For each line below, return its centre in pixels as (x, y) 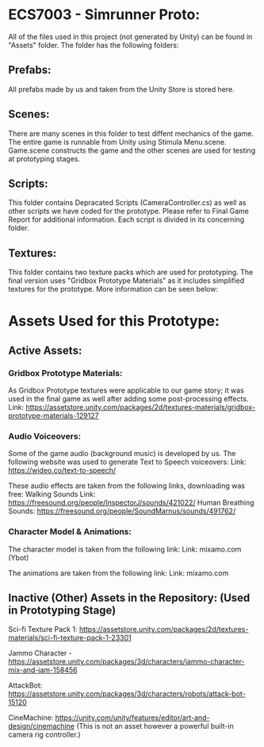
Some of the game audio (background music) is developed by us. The (122, 454)
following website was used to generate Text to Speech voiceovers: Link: (128, 462)
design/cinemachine (42, 726)
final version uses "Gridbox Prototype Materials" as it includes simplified (126, 281)
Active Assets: (45, 350)
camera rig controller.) (44, 735)
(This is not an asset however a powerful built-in (155, 726)
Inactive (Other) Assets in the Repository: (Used (129, 598)
